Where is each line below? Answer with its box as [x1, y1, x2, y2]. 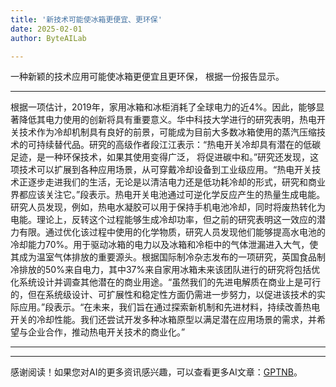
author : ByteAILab [10, 33, 87, 43]
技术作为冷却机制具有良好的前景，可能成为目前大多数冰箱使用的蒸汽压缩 [18, 126, 317, 138]
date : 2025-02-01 [10, 24, 83, 34]
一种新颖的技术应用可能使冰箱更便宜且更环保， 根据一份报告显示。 [10, 71, 285, 83]
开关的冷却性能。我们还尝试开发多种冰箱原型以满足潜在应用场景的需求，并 [10, 314, 317, 326]
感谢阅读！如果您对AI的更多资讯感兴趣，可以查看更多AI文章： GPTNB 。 [10, 366, 303, 378]
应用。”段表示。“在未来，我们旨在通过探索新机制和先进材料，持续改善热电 [18, 301, 321, 313]
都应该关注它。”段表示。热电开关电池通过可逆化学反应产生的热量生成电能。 [18, 189, 326, 201]
